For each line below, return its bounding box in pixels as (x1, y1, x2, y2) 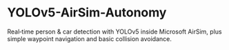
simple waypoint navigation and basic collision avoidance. (7, 34, 172, 42)
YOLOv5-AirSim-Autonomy (7, 5, 167, 21)
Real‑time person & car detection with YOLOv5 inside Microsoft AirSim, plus (7, 27, 222, 36)
